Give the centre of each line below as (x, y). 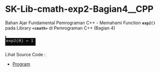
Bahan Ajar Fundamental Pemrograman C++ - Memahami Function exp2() (80, 23)
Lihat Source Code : (26, 54)
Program (21, 64)
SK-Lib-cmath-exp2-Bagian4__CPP (79, 9)
